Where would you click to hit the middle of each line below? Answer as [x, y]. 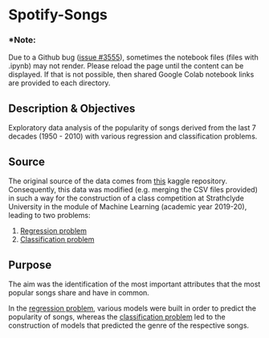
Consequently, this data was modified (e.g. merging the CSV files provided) [133, 190]
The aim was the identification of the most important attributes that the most [134, 284]
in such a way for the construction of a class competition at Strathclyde [126, 198]
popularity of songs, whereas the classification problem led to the [117, 316]
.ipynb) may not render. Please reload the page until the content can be [126, 66]
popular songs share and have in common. [79, 292]
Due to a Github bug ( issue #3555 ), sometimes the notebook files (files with [133, 57]
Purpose [30, 264]
